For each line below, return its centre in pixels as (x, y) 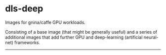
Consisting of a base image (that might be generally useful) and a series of (81, 32)
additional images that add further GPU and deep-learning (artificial (74, 37)
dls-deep (24, 9)
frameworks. (27, 42)
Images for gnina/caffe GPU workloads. (45, 22)
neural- (151, 37)
